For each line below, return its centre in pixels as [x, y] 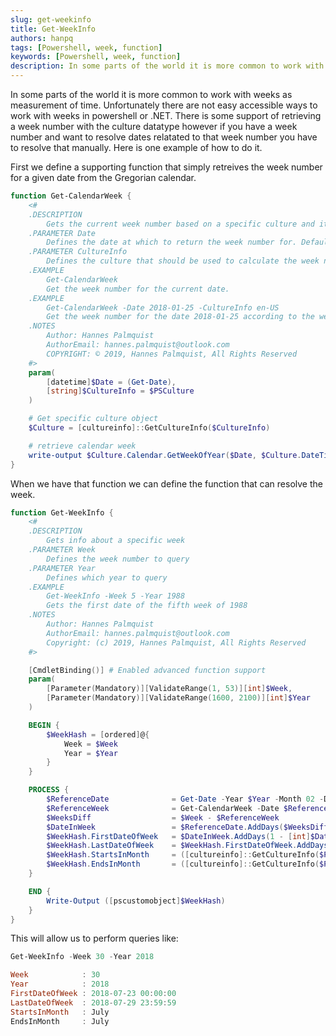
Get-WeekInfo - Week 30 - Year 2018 [82, 957]
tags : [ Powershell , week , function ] [86, 47]
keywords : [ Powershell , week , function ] [96, 57]
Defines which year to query [107, 577]
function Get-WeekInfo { [62, 512]
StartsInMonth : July [60, 1012]
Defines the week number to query [118, 559]
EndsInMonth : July [60, 1021]
